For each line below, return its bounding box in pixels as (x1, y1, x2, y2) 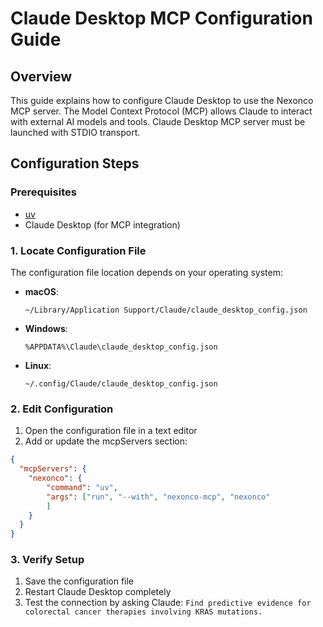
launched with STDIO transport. (10, 127, 141, 138)
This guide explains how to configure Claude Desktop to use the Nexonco (10, 95, 314, 106)
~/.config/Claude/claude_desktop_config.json (24, 378, 218, 389)
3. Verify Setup (10, 553, 85, 567)
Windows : (24, 322, 68, 334)
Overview (10, 68, 73, 85)
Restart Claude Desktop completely (24, 586, 172, 598)
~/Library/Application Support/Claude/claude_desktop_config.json (24, 305, 308, 315)
